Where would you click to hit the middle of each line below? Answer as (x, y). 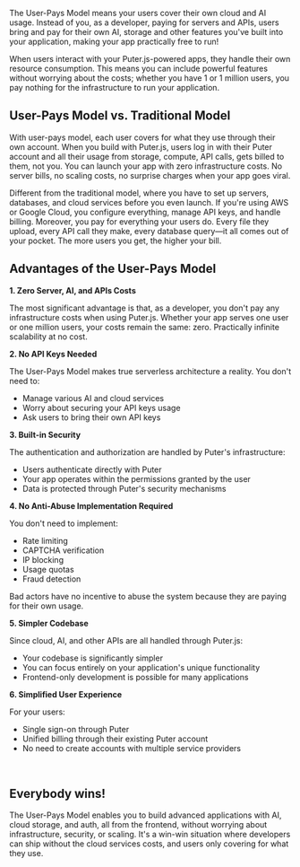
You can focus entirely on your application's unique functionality (141, 667)
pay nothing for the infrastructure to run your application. (115, 88)
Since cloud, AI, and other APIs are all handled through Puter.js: (126, 640)
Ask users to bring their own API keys (91, 417)
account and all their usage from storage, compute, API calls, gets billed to (147, 156)
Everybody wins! (57, 794)
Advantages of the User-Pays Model (113, 269)
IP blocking (43, 559)
